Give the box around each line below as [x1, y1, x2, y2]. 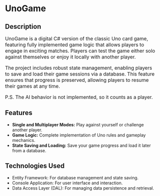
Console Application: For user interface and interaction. [12, 180, 123, 186]
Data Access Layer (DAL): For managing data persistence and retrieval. [12, 185, 154, 191]
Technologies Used [5, 162, 64, 170]
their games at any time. [5, 83, 60, 89]
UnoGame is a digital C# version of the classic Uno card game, [5, 35, 148, 42]
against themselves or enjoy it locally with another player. [5, 54, 136, 60]
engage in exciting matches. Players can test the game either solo [5, 47, 155, 54]
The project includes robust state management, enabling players [5, 64, 152, 71]
